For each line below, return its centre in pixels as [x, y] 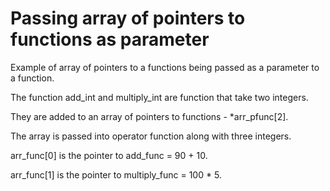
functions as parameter [110, 39]
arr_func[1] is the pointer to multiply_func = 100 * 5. [116, 174]
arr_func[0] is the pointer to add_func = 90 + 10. [109, 155]
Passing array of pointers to [128, 18]
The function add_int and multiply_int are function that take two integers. [159, 97]
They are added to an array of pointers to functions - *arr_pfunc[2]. [149, 116]
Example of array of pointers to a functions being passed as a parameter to [165, 67]
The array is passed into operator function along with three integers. [151, 136]
